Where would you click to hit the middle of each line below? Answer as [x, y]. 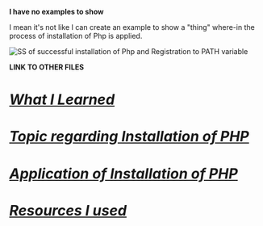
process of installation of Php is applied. [76, 36]
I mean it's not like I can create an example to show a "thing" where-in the [132, 27]
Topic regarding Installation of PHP [129, 137]
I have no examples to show [56, 12]
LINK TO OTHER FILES [46, 67]
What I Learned [62, 100]
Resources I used [68, 210]
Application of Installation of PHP [124, 174]
